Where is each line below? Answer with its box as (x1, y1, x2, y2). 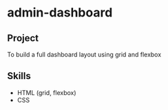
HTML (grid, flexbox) (17, 88, 77, 97)
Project (7, 32, 39, 44)
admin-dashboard (7, 5, 113, 21)
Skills (7, 70, 31, 82)
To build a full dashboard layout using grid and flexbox (7, 50, 162, 58)
